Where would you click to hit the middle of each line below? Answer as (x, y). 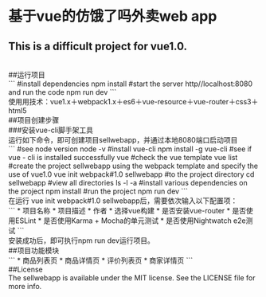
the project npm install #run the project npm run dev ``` (98, 191)
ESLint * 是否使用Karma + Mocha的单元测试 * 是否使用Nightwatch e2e (130, 221)
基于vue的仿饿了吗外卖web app (113, 16)
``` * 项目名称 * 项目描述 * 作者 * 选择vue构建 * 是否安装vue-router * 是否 (127, 211)
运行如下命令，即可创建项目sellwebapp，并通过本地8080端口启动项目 (123, 140)
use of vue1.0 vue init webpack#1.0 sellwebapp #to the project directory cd (131, 174)
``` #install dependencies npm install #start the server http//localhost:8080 (131, 84)
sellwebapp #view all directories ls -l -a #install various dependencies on (128, 183)
